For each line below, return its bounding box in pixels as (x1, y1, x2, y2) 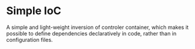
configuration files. (6, 36, 53, 43)
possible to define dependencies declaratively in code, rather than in (6, 30, 177, 37)
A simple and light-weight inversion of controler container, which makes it (6, 24, 189, 31)
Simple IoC (6, 4, 61, 18)
